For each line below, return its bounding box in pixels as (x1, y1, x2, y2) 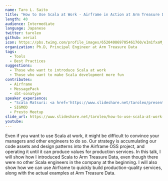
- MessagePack (9, 86, 39, 91)
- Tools (9, 53, 26, 59)
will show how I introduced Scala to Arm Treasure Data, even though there (5, 153, 158, 160)
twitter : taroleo (5, 30, 41, 35)
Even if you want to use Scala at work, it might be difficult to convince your (5, 132, 159, 138)
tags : (5, 49, 16, 54)
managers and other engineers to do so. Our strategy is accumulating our (5, 138, 156, 144)
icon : (5, 40, 16, 45)
